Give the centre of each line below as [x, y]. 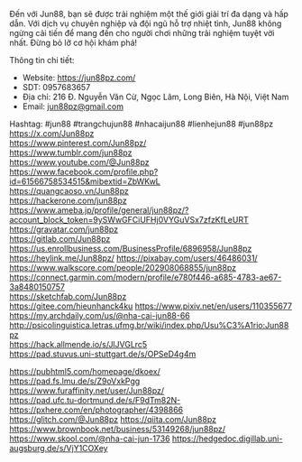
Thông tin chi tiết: [42, 60]
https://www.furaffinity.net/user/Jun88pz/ [87, 391]
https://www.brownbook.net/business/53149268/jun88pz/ [118, 429]
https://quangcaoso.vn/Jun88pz [69, 191]
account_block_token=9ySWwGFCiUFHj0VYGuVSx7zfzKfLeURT [129, 220]
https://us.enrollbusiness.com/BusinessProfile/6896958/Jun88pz [131, 249]
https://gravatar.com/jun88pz [64, 229]
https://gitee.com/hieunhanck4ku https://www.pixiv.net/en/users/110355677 [151, 306]
